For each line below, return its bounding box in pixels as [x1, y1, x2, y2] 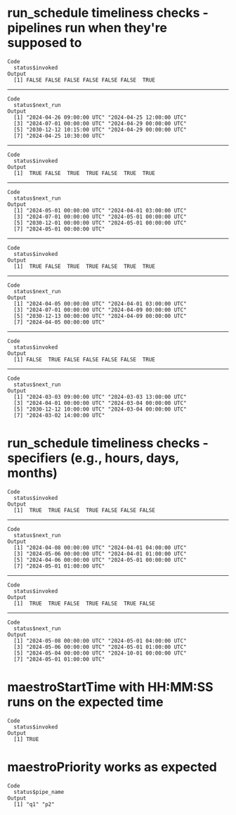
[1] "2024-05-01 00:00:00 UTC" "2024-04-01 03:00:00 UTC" [13, 207, 188, 214]
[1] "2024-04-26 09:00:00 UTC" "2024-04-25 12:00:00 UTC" [13, 114, 188, 121]
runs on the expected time [7, 694, 164, 710]
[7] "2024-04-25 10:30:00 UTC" [13, 132, 105, 139]
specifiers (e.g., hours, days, [7, 450, 179, 466]
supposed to [7, 35, 82, 51]
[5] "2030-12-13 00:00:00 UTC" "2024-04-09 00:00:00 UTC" [13, 312, 188, 319]
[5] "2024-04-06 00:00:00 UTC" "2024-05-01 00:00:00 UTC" [13, 556, 188, 563]
